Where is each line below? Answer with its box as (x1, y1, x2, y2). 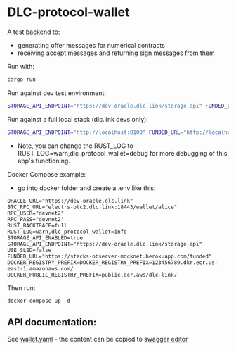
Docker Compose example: (7, 170, 86, 178)
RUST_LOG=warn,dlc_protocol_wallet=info (7, 228, 128, 235)
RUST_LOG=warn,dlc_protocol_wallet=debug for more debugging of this (17, 149, 228, 157)
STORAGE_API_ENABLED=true (7, 234, 83, 242)
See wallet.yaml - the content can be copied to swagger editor (7, 335, 188, 344)
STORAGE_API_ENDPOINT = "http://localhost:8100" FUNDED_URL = (7, 128, 184, 136)
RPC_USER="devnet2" (7, 209, 65, 217)
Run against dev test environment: (7, 89, 107, 97)
